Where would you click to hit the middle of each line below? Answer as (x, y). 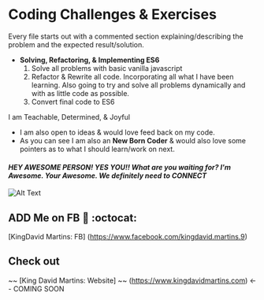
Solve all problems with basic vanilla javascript (107, 68)
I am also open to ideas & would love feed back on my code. (117, 132)
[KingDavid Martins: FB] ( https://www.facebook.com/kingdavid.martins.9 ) (128, 236)
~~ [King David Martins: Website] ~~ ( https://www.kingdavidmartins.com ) (128, 280)
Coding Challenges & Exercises (112, 15)
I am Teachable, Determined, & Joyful (69, 117)
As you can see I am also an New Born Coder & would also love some (133, 140)
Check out (34, 261)
